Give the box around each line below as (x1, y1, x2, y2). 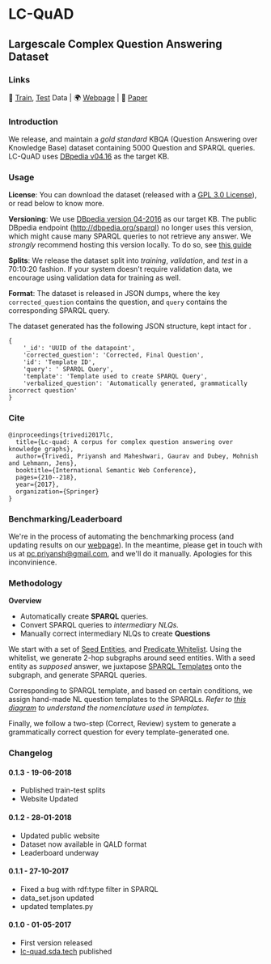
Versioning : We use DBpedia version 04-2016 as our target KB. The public (8, 214, 257, 224)
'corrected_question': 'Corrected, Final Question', (23, 351, 205, 360)
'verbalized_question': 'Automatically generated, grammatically (23, 379, 248, 388)
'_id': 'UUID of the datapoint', (23, 345, 136, 353)
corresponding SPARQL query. (8, 306, 111, 315)
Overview (8, 596, 42, 606)
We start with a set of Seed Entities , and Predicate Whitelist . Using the (8, 645, 243, 654)
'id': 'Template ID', (23, 358, 95, 366)
